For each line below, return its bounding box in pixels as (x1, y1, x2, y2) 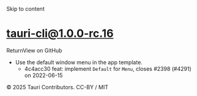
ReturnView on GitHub (6, 46, 62, 54)
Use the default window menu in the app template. (15, 58, 143, 66)
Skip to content (6, 6, 45, 12)
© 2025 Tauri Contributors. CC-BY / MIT (6, 83, 109, 90)
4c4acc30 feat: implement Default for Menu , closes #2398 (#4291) (24, 65, 191, 72)
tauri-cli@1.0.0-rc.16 (6, 27, 114, 40)
